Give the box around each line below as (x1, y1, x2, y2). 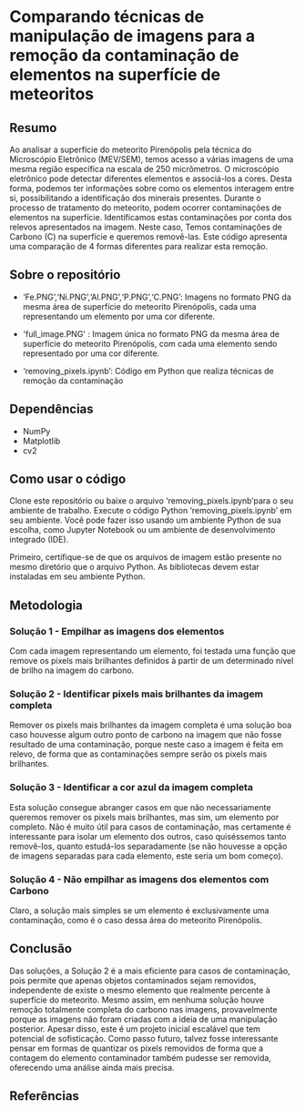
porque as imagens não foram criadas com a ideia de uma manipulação (9, 1013, 278, 1024)
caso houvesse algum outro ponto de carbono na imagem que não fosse (9, 729, 282, 740)
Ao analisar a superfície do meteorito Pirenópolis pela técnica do (9, 144, 252, 155)
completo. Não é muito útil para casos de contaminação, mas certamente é (9, 821, 291, 832)
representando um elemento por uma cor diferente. (22, 311, 216, 321)
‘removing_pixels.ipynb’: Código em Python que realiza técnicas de (22, 365, 275, 376)
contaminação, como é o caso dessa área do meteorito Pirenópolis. (9, 915, 263, 926)
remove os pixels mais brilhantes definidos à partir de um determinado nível (9, 656, 294, 667)
